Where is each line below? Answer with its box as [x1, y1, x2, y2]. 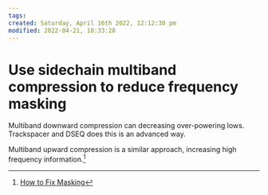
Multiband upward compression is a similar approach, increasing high [8, 145, 237, 154]
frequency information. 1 [8, 153, 86, 164]
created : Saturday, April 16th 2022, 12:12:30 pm [8, 19, 177, 27]
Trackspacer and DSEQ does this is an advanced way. [8, 129, 186, 139]
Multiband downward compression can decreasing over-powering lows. [8, 121, 245, 131]
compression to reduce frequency [8, 77, 239, 96]
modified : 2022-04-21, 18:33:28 [8, 26, 116, 34]
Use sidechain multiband [8, 60, 177, 79]
